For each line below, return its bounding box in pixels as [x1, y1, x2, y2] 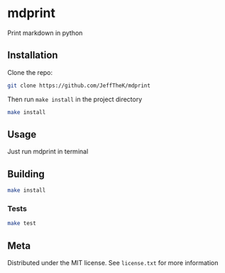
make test [7, 220, 37, 227]
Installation [7, 49, 58, 61]
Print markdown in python [7, 29, 83, 37]
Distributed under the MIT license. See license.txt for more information [7, 258, 219, 267]
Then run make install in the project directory [7, 95, 143, 103]
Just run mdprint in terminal [7, 148, 89, 156]
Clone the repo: [7, 68, 53, 76]
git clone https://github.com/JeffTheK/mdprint [7, 82, 151, 89]
